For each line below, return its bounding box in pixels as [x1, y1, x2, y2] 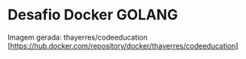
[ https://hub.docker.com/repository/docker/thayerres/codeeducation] [7, 40, 239, 50]
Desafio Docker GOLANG [7, 6, 178, 24]
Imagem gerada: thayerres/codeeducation [7, 32, 148, 42]
